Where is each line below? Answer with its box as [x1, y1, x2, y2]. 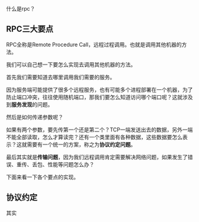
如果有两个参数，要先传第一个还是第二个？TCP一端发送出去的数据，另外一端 [6, 126, 193, 133]
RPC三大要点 [6, 24, 53, 34]
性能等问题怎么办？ [47, 160, 95, 168]
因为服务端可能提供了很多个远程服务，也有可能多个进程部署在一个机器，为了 [6, 86, 193, 93]
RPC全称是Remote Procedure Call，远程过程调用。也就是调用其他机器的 [6, 41, 182, 48]
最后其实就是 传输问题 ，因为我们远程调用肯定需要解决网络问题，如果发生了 [6, 153, 188, 160]
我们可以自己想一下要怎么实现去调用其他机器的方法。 [6, 61, 136, 68]
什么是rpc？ [6, 5, 36, 12]
